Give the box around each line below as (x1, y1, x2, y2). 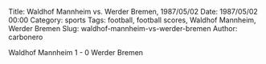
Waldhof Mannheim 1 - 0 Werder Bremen (8, 48, 143, 57)
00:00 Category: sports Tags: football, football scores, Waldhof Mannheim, (8, 15, 256, 25)
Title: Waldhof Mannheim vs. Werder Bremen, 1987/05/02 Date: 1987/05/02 (8, 7, 259, 16)
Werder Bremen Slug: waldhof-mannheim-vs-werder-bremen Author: (8, 24, 238, 33)
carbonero (8, 32, 43, 42)
